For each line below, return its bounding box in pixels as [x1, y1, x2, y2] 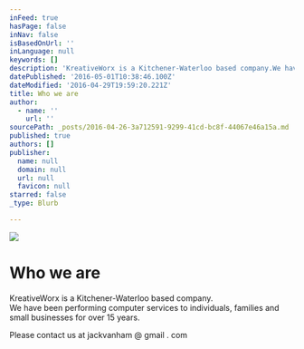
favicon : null [17, 182, 71, 191]
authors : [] [9, 140, 54, 149]
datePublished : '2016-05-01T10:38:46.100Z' [9, 73, 176, 82]
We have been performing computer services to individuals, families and [9, 302, 280, 313]
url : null [17, 173, 54, 182]
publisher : [9, 148, 51, 157]
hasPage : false [9, 22, 67, 31]
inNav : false [9, 30, 59, 39]
